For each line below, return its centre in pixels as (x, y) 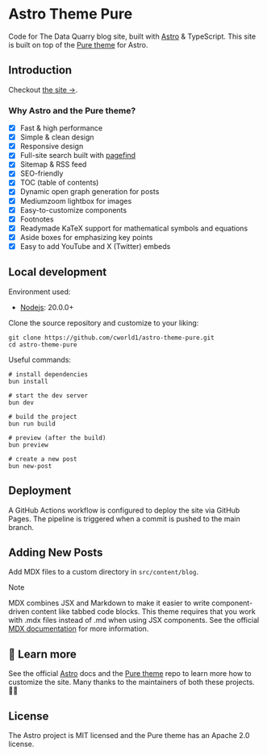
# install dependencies (48, 374)
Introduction (40, 71)
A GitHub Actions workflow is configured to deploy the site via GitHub (124, 510)
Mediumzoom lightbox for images (76, 201)
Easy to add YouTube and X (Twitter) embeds (95, 246)
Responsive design (52, 147)
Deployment (40, 491)
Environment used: (40, 292)
